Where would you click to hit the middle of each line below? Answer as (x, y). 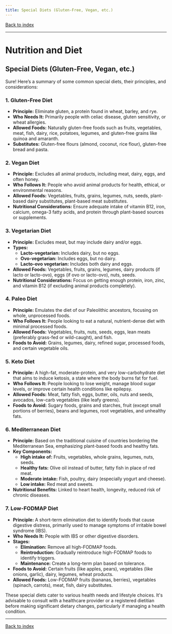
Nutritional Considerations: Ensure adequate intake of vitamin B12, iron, (89, 207)
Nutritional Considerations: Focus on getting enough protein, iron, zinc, (89, 280)
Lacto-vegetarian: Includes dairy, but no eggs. (70, 253)
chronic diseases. (31, 495)
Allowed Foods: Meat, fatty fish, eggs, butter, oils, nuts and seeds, (83, 394)
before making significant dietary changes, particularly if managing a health (85, 606)
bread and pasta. (31, 149)
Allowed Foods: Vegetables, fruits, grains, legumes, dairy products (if (86, 269)
